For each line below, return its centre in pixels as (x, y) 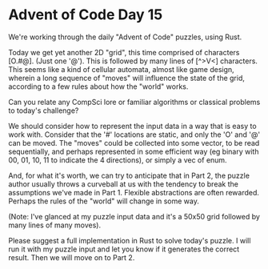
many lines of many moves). (55, 225)
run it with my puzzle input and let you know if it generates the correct (124, 249)
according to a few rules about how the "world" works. (98, 86)
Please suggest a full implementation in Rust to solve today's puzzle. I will (130, 240)
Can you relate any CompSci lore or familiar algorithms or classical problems (134, 102)
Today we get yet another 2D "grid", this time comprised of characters (124, 52)
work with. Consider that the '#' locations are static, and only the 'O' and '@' (134, 134)
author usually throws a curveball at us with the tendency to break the (123, 184)
